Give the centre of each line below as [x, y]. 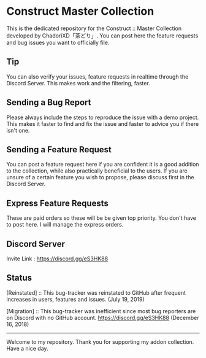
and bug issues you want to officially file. [58, 42]
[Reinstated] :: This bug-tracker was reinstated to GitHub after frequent [96, 292]
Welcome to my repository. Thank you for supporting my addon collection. [100, 341]
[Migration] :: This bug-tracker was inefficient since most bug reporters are [101, 311]
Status [19, 278]
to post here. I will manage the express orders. [65, 225]
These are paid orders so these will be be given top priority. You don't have [101, 218]
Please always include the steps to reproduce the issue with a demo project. [103, 117]
